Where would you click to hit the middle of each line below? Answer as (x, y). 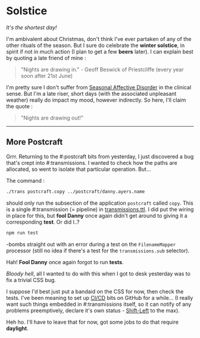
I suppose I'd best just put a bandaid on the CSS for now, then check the (95, 291)
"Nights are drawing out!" (52, 118)
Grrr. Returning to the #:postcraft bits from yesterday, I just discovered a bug (100, 157)
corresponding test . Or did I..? (43, 222)
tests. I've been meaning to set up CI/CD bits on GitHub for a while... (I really (100, 298)
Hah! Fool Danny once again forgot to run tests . (65, 262)
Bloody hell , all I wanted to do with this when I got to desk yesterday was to (98, 273)
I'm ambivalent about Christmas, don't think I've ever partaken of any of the (99, 39)
